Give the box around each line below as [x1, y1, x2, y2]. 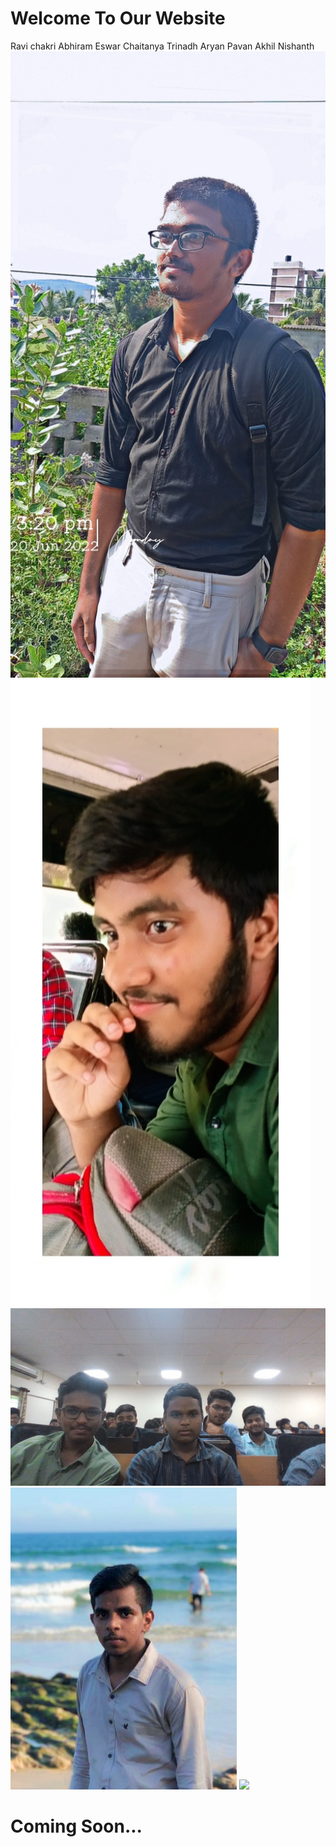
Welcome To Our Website [10, 7, 226, 30]
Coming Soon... [10, 1815, 143, 1837]
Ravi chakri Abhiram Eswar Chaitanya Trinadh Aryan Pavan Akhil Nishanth [10, 40, 315, 52]
